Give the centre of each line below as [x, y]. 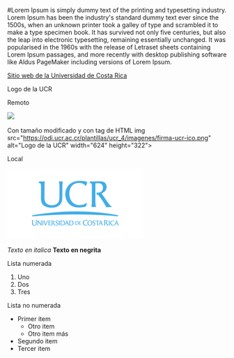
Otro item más [48, 334]
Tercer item [34, 349]
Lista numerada [30, 263]
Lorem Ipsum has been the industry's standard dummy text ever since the [113, 17]
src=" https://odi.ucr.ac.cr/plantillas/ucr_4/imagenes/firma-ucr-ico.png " [109, 138]
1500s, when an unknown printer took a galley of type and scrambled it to [113, 25]
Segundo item [37, 341]
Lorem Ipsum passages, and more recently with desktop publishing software [117, 54]
